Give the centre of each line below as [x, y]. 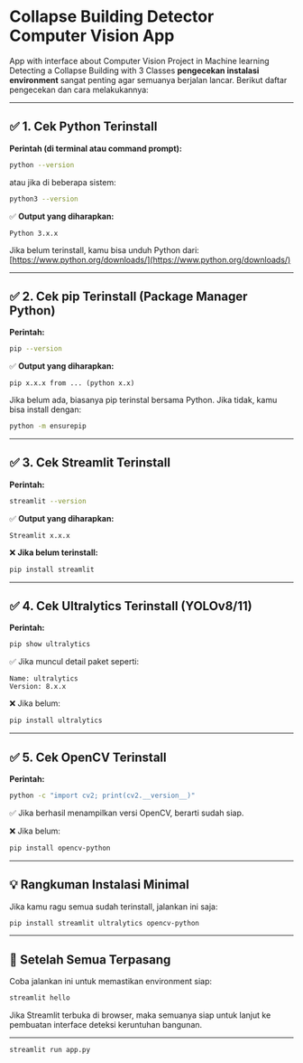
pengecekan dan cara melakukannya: [79, 89]
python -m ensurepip [48, 427]
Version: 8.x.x [38, 687]
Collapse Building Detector [112, 17]
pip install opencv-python [60, 848]
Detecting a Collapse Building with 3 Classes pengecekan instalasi [134, 71]
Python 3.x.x [34, 233]
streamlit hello [40, 998]
